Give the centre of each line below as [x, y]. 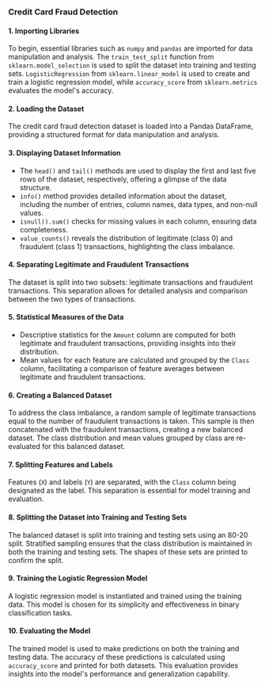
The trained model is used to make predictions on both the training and [124, 648]
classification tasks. [40, 612]
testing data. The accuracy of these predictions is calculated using [117, 657]
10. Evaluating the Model [49, 631]
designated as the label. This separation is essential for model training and [129, 491]
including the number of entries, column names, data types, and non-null [138, 204]
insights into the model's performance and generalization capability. [119, 673]
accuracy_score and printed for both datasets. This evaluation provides [123, 665]
